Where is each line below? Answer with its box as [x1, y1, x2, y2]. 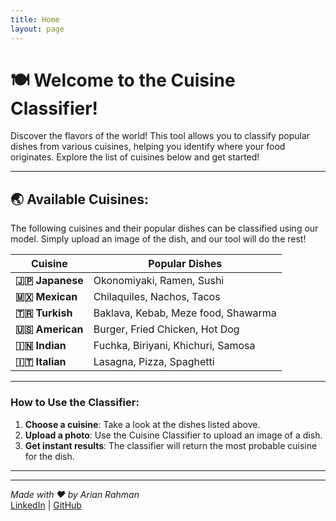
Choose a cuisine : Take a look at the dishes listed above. [24, 418, 261, 430]
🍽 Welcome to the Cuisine [10, 69, 236, 91]
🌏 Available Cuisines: [10, 191, 150, 208]
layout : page [10, 24, 65, 34]
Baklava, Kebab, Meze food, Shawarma [93, 306, 277, 320]
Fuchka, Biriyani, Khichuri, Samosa [93, 339, 256, 353]
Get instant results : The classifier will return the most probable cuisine [24, 439, 318, 451]
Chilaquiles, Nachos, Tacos [93, 290, 221, 304]
